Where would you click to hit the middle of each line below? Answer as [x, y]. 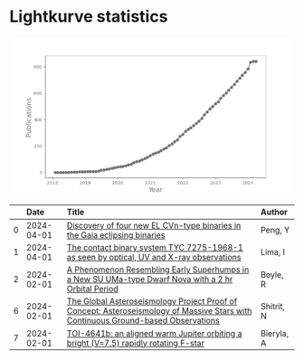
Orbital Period [93, 289]
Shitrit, [273, 306]
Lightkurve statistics [89, 17]
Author [274, 212]
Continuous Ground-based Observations [143, 321]
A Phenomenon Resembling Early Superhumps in [158, 270]
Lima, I [273, 252]
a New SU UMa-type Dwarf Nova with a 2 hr [150, 279]
